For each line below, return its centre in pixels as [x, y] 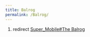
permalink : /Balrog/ [27, 15]
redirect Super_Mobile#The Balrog [49, 29]
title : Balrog [20, 10]
